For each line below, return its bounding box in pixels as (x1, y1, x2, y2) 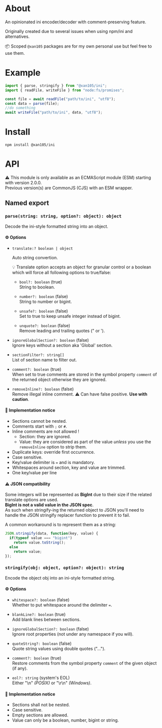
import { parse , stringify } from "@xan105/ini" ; (5, 83, 107, 88)
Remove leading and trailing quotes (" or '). (19, 328, 105, 333)
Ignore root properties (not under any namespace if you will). (12, 631, 134, 637)
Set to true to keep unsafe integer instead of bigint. (19, 313, 121, 319)
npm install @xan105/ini (5, 143, 55, 148)
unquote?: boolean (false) (19, 322, 71, 328)
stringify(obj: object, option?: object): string (5, 565, 124, 571)
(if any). (12, 665, 28, 671)
